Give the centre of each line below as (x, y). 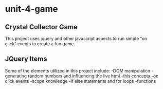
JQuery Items (26, 59)
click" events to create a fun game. (40, 44)
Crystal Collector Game (41, 27)
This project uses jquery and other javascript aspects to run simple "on (76, 38)
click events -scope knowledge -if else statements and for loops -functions (81, 81)
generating (16, 76)
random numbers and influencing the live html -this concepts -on (93, 76)
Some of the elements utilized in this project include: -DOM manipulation (78, 71)
